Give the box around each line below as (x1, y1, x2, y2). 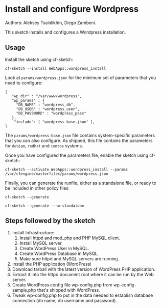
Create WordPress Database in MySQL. (19, 251, 99, 256)
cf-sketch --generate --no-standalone (5, 203, 84, 208)
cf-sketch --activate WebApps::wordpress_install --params (5, 167, 128, 172)
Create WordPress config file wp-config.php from (12, 281, 113, 288)
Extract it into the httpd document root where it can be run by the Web (12, 271, 154, 277)
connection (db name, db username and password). (12, 297, 117, 303)
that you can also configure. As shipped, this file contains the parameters (5, 138, 153, 143)
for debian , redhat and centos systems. (5, 142, 83, 148)
